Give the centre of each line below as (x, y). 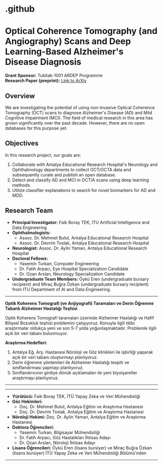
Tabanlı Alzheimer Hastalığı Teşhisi (41, 308)
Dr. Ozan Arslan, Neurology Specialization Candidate (72, 274)
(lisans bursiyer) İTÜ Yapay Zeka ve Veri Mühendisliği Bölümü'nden (79, 453)
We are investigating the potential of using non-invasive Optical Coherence (80, 107)
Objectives (22, 143)
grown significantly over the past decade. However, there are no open (75, 123)
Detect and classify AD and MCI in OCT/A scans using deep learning (81, 180)
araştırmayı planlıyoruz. (35, 378)
